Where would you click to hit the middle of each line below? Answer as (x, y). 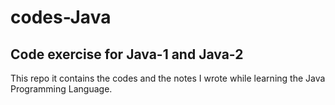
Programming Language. (61, 89)
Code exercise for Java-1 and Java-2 (127, 54)
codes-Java (61, 17)
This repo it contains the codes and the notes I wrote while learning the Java (168, 78)
